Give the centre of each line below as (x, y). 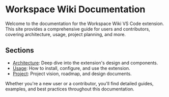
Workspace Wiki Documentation (75, 9)
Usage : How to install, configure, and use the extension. (71, 68)
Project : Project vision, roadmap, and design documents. (72, 74)
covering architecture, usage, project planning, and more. (66, 34)
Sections (20, 50)
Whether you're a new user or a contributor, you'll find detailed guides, (79, 83)
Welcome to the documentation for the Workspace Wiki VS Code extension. (85, 23)
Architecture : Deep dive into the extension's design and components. (85, 63)
